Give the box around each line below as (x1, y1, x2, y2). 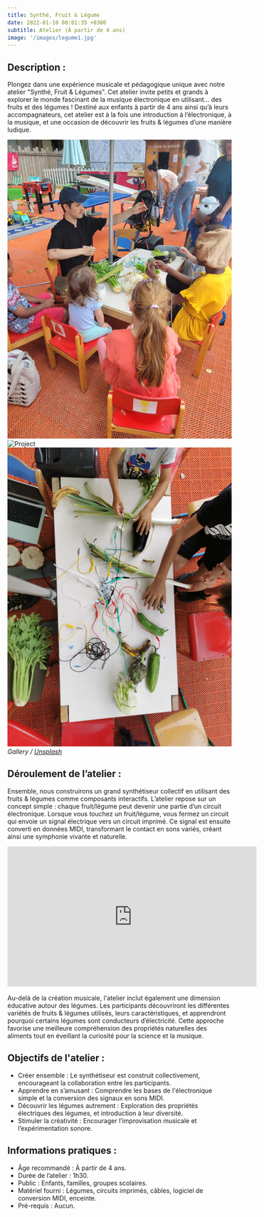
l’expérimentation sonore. (17, 1124, 93, 1132)
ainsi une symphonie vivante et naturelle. (7, 832, 128, 841)
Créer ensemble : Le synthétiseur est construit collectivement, (17, 1071, 201, 1080)
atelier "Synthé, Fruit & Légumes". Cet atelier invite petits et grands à (7, 88, 208, 96)
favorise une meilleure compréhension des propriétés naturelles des (7, 1023, 208, 1032)
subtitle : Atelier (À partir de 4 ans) (7, 26, 126, 33)
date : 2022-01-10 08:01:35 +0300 (7, 19, 107, 26)
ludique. (7, 125, 31, 135)
